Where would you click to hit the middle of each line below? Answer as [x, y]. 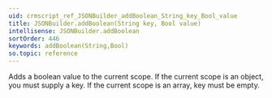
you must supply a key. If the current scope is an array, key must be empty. [134, 85]
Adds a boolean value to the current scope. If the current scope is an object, [136, 77]
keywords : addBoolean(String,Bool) [69, 46]
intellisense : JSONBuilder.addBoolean [74, 31]
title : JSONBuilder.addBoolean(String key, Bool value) [105, 23]
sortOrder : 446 [34, 38]
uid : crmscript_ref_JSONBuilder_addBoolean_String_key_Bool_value [123, 16]
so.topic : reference [43, 53]
